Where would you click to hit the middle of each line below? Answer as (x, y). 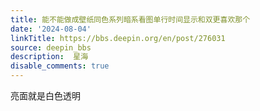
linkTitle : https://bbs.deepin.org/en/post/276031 (118, 38)
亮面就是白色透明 (45, 95)
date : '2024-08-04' (51, 29)
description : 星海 (49, 57)
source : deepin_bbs (51, 47)
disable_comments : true (60, 66)
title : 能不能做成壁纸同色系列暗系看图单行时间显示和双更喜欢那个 (130, 19)
